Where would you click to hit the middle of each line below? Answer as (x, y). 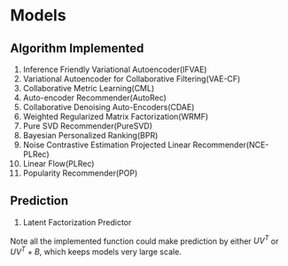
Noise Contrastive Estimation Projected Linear (107, 145)
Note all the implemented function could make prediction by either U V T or (144, 240)
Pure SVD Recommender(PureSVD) (88, 126)
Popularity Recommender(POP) (80, 173)
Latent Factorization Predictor (77, 222)
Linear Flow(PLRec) (58, 164)
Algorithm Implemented (77, 48)
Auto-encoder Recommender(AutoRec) (94, 98)
